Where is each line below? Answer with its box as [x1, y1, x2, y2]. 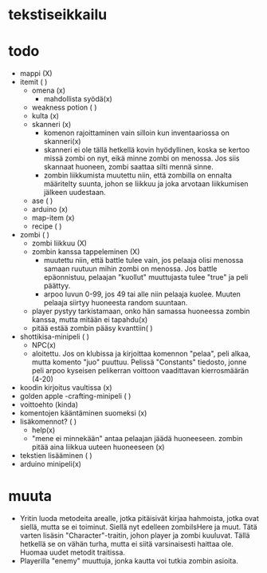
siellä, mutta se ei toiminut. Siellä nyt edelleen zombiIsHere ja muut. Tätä [19, 522, 257, 532]
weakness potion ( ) [31, 102, 97, 113]
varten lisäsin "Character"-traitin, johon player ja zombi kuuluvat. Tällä [19, 531, 250, 540]
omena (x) [31, 86, 66, 95]
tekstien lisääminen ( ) [19, 451, 93, 460]
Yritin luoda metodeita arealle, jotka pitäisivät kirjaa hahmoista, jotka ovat [19, 514, 259, 523]
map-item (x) [31, 213, 75, 223]
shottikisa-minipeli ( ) [19, 332, 90, 341]
